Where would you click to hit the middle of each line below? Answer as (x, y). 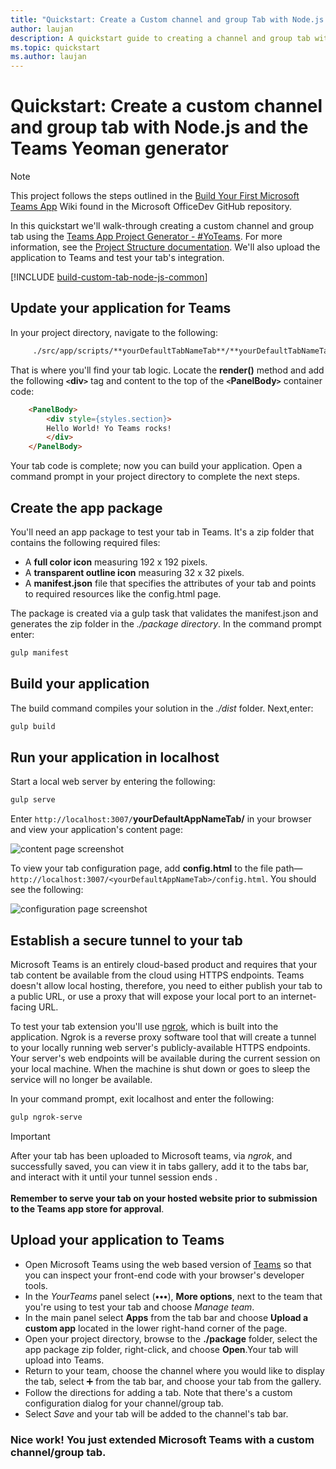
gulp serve (33, 800)
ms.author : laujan (48, 57)
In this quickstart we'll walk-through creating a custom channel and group (162, 226)
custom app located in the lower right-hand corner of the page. (156, 1328)
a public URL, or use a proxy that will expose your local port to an (144, 996)
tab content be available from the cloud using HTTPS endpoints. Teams (157, 975)
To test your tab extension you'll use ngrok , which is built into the (144, 1026)
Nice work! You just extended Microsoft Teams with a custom (162, 1439)
